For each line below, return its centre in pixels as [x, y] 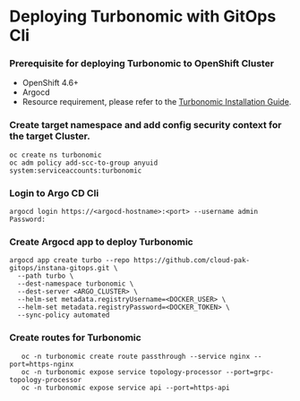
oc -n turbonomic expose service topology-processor [121, 372]
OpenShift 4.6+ [50, 83]
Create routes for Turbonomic [75, 337]
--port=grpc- [250, 372]
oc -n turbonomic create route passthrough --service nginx [136, 356]
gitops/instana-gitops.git [60, 269]
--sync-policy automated [64, 315]
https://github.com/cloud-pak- [192, 260]
